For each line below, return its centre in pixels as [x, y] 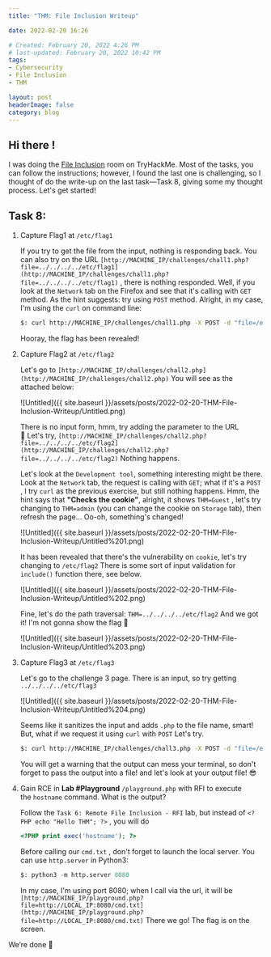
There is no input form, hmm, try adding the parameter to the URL [129, 426]
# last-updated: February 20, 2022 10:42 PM [85, 53]
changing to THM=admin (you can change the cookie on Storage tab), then [140, 508]
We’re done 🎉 [31, 944]
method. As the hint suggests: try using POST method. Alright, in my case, [142, 299]
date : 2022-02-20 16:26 [49, 30]
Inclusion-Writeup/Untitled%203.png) [83, 646]
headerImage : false [41, 105]
